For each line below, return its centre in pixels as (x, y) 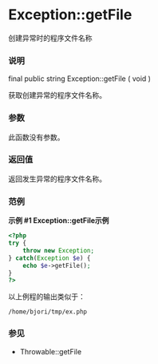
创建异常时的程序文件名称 (50, 38)
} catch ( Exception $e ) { (49, 258)
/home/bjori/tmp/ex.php (48, 312)
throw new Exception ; (58, 250)
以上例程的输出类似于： (47, 297)
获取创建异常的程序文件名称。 (57, 95)
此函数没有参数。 (36, 137)
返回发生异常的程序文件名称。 (57, 179)
